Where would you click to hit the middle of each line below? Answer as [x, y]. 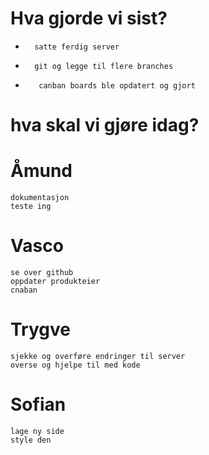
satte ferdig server [77, 47]
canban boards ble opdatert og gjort [117, 85]
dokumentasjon [40, 198]
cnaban [24, 290]
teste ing [31, 207]
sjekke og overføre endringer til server [98, 356]
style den [31, 440]
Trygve [40, 329]
